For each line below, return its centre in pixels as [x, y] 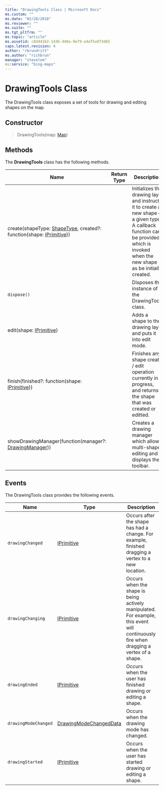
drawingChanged [25, 543]
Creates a [143, 422]
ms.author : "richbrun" [28, 55]
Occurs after [141, 515]
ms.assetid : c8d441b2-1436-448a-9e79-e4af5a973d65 [58, 42]
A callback [144, 225]
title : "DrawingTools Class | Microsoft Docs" [53, 10]
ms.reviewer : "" [21, 23]
